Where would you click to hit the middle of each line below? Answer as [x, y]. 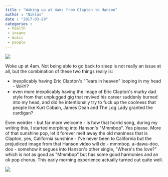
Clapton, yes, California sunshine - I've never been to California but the [78, 138]
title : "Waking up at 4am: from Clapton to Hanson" [61, 10]
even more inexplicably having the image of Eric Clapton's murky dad [84, 91]
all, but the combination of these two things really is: [59, 71]
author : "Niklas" [24, 14]
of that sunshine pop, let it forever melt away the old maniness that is [76, 133]
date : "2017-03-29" [27, 19]
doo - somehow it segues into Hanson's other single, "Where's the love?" [81, 149]
